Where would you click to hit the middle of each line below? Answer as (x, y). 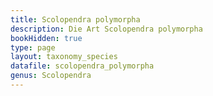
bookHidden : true (46, 38)
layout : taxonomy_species (64, 57)
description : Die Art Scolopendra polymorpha (106, 29)
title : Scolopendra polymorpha (75, 19)
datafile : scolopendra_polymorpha (82, 66)
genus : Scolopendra (51, 76)
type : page (33, 47)
